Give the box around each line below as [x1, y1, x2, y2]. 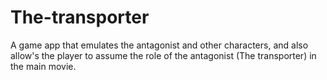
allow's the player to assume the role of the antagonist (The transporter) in [10, 49, 317, 61]
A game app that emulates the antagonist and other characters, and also [10, 39, 309, 51]
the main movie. [10, 60, 77, 72]
